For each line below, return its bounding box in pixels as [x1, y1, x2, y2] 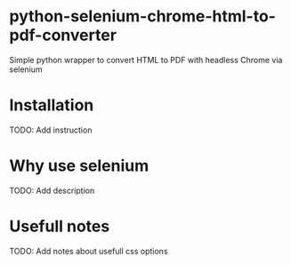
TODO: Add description [9, 185, 95, 196]
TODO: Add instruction [9, 124, 93, 135]
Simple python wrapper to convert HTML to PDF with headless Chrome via [9, 54, 283, 65]
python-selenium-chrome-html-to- [9, 6, 276, 27]
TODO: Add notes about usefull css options [9, 245, 168, 256]
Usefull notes [9, 216, 110, 237]
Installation [9, 95, 94, 116]
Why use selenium [9, 156, 150, 176]
